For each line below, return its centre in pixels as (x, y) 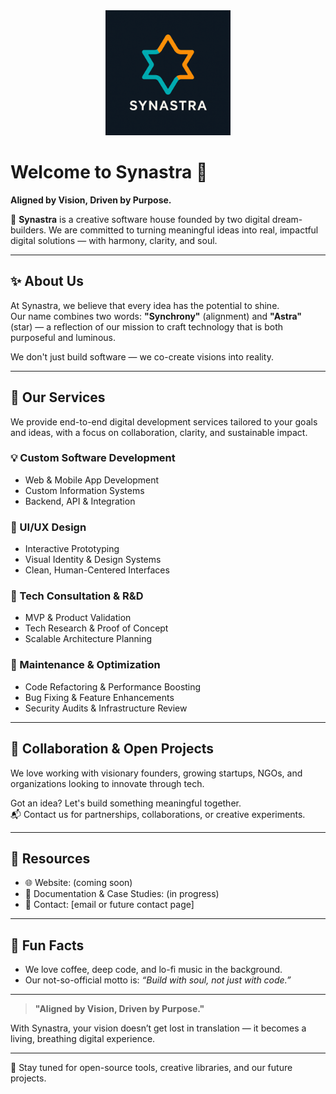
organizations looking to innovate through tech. (107, 783)
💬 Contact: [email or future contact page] (109, 905)
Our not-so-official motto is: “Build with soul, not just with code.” (158, 980)
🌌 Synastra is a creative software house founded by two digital (140, 219)
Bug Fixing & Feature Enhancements (99, 697)
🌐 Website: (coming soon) (78, 883)
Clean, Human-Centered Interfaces (97, 570)
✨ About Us (47, 281)
